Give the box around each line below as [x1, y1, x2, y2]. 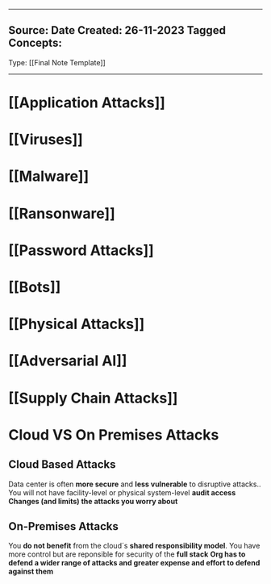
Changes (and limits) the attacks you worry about [8, 496, 178, 506]
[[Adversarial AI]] [8, 352, 127, 370]
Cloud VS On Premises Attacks [8, 425, 219, 444]
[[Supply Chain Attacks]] [8, 389, 178, 407]
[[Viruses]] [8, 131, 83, 149]
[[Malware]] [8, 167, 90, 186]
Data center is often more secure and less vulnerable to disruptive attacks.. [8, 479, 261, 489]
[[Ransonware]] [8, 204, 115, 223]
